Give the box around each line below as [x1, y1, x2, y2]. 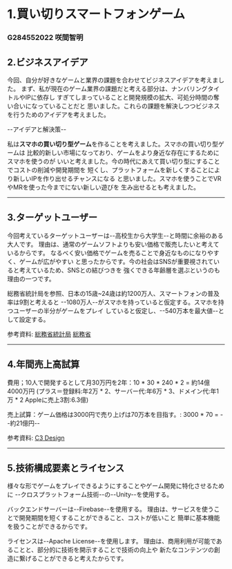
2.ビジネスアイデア [7, 56, 88, 68]
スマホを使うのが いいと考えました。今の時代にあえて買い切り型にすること [7, 157, 220, 165]
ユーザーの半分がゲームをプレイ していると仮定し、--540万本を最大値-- [12, 306, 219, 315]
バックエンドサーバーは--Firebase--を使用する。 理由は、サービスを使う [7, 505, 214, 514]
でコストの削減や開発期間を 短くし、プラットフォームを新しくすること [7, 165, 209, 174]
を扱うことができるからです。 [7, 523, 91, 531]
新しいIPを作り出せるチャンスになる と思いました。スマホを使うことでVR [12, 174, 222, 183]
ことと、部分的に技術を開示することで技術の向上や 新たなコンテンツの [12, 545, 214, 554]
